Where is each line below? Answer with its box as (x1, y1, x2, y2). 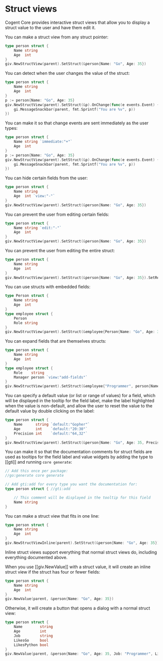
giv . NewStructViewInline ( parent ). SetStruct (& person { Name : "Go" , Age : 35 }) (5, 540, 160, 545)
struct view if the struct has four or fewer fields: (5, 569, 100, 574)
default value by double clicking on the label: (5, 408, 95, 414)
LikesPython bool (14, 643, 49, 647)
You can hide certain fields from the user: (5, 175, 88, 181)
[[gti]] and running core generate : (5, 459, 72, 465)
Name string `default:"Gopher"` (14, 422, 90, 427)
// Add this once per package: (5, 469, 68, 473)
